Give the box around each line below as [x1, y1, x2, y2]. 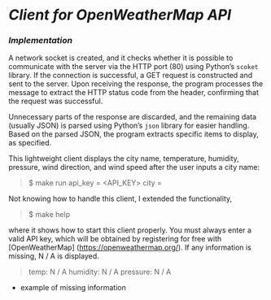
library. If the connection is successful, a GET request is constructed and [8, 71, 253, 80]
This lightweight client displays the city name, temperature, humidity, [8, 154, 240, 163]
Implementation [8, 35, 73, 46]
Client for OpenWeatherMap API [8, 6, 232, 24]
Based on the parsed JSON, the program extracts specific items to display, [8, 129, 259, 139]
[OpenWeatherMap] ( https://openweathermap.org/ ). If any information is [8, 242, 252, 253]
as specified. [8, 138, 52, 148]
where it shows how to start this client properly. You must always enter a [8, 225, 252, 235]
